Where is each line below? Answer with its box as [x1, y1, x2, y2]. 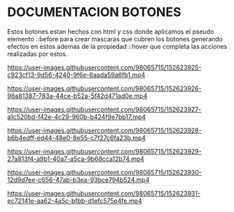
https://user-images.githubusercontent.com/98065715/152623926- [7, 84, 202, 92]
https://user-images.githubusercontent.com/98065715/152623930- [7, 168, 202, 176]
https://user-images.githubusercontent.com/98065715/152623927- [7, 105, 202, 113]
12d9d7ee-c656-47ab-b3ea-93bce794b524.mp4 [7, 176, 150, 184]
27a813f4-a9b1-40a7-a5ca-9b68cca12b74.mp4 [7, 155, 145, 163]
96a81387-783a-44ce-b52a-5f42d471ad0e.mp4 [7, 92, 148, 100]
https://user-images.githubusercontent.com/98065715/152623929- [7, 147, 202, 155]
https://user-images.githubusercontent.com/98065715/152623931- [7, 189, 201, 197]
